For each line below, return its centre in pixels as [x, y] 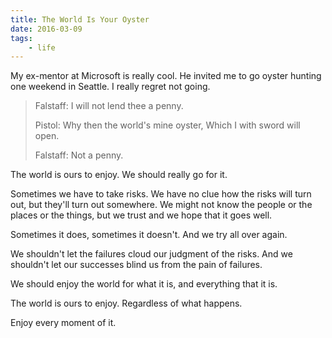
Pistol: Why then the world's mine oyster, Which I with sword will [167, 125]
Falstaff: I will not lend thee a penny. [109, 106]
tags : [21, 38]
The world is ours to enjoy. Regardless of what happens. [126, 303]
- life [42, 47]
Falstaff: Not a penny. [79, 155]
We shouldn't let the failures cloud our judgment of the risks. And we [151, 254]
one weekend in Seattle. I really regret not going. [110, 87]
